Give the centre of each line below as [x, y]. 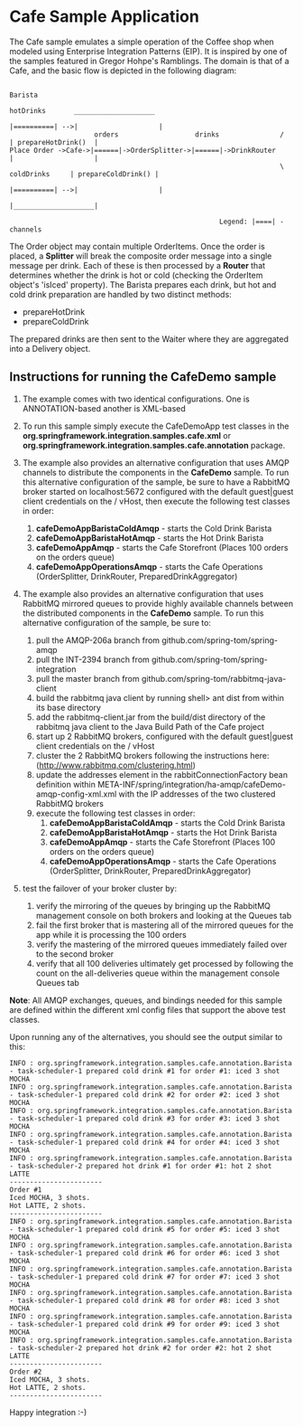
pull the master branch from [87, 678]
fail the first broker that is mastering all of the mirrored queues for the [165, 925]
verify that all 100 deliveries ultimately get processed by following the [165, 963]
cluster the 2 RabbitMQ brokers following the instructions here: [152, 755]
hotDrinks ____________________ [82, 110]
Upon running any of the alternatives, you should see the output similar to [146, 1036]
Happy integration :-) [48, 1412]
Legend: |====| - [252, 222]
